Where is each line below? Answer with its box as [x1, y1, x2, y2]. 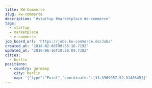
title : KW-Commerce [5, 7, 45, 12]
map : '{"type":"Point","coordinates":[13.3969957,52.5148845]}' [14, 75, 148, 80]
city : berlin [14, 71, 41, 76]
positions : [5, 62, 27, 66]
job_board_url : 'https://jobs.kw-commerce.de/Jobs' [5, 39, 113, 44]
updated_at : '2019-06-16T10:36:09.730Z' [5, 48, 89, 53]
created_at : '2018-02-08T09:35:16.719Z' [5, 44, 89, 48]
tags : [5, 21, 16, 26]
